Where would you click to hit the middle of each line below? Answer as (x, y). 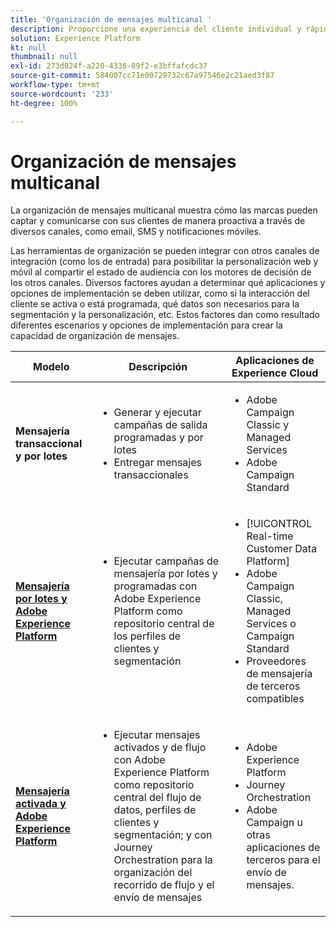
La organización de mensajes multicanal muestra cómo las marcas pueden (164, 210)
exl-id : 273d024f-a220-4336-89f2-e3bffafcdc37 (109, 66)
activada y (41, 804)
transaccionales (151, 475)
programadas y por (158, 438)
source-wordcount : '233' (62, 94)
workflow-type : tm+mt (55, 85)
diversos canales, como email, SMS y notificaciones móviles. (136, 232)
